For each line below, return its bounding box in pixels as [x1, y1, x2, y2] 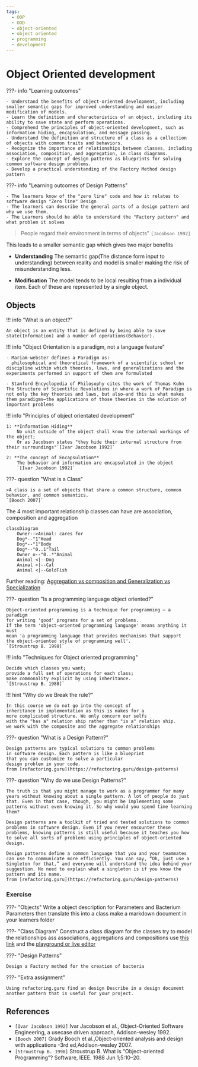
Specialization [6, 583, 40, 591]
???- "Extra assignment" [6, 974, 66, 981]
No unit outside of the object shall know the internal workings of [17, 428, 190, 434]
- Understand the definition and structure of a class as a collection [6, 135, 187, 141]
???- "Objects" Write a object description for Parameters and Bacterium [6, 904, 181, 911]
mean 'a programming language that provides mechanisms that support [6, 633, 182, 639]
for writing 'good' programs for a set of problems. [6, 617, 139, 623]
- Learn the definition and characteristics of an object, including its [6, 114, 193, 120]
